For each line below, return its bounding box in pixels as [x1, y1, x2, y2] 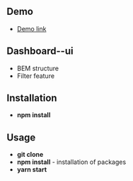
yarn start [16, 165, 47, 174]
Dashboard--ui [6, 45, 74, 57]
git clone [16, 150, 44, 159]
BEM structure [16, 64, 59, 72]
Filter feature [16, 71, 54, 80]
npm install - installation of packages [16, 158, 127, 166]
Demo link [16, 24, 47, 33]
